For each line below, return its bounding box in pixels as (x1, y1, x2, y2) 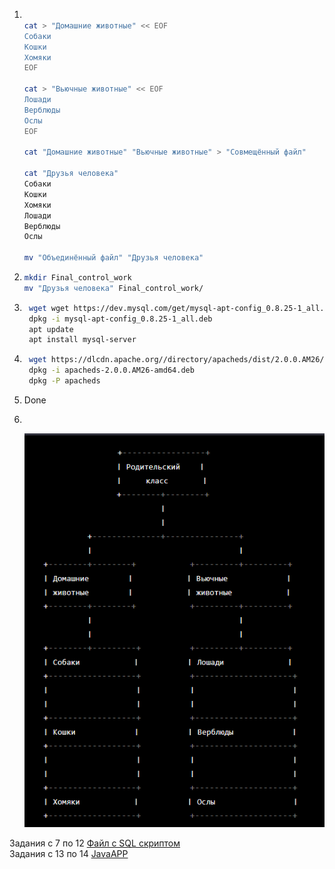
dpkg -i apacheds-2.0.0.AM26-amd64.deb (28, 365, 195, 376)
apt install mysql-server (28, 335, 137, 345)
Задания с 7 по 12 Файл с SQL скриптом (9, 837, 181, 849)
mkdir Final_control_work (23, 273, 132, 283)
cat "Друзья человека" (23, 169, 119, 179)
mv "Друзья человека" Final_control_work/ (23, 283, 204, 293)
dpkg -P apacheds (28, 376, 101, 386)
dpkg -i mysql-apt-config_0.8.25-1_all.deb (28, 314, 213, 324)
